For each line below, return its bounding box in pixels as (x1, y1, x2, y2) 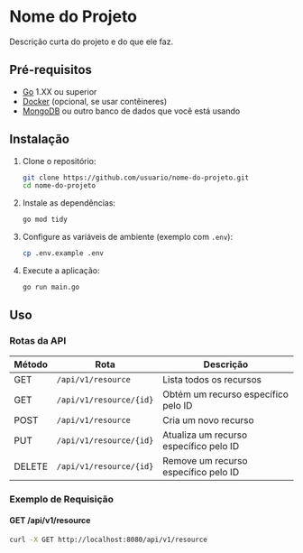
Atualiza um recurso (161, 429, 248, 441)
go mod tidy (22, 215, 68, 225)
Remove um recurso (161, 454, 248, 466)
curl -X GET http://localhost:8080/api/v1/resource (9, 535, 207, 544)
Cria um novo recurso (161, 413, 254, 426)
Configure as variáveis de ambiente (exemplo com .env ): (22, 232, 233, 243)
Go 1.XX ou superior (22, 86, 97, 97)
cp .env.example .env (22, 249, 104, 258)
